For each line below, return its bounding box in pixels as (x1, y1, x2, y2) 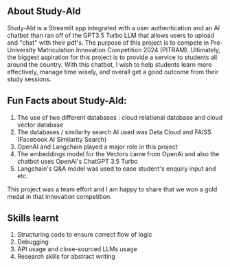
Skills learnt (7, 213, 59, 224)
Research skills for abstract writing (16, 253, 115, 261)
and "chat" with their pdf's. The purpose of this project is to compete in (7, 38, 209, 47)
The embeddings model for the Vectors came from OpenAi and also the (16, 149, 220, 158)
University (7, 45, 36, 54)
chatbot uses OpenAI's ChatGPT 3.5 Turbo (16, 157, 139, 165)
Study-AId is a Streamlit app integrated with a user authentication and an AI (7, 23, 220, 32)
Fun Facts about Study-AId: (7, 95, 127, 107)
